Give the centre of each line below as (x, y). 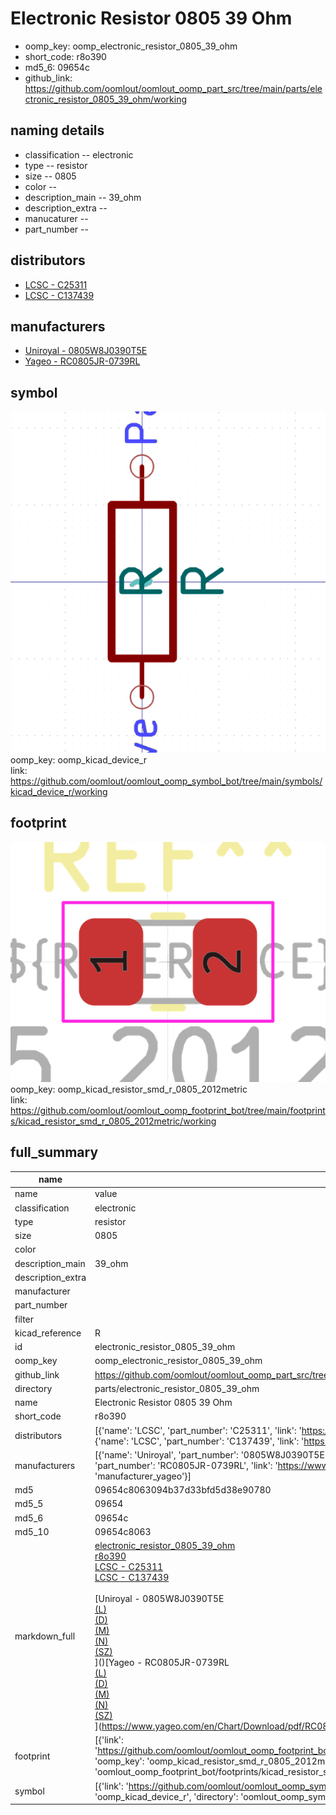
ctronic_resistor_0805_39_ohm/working (106, 99)
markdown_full (45, 1636)
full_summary (54, 1152)
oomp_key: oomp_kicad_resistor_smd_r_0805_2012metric (129, 1089)
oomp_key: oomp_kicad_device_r (79, 760)
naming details (57, 130)
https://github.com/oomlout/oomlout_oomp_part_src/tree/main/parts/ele (173, 88)
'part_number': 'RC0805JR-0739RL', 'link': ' (186, 1465)
